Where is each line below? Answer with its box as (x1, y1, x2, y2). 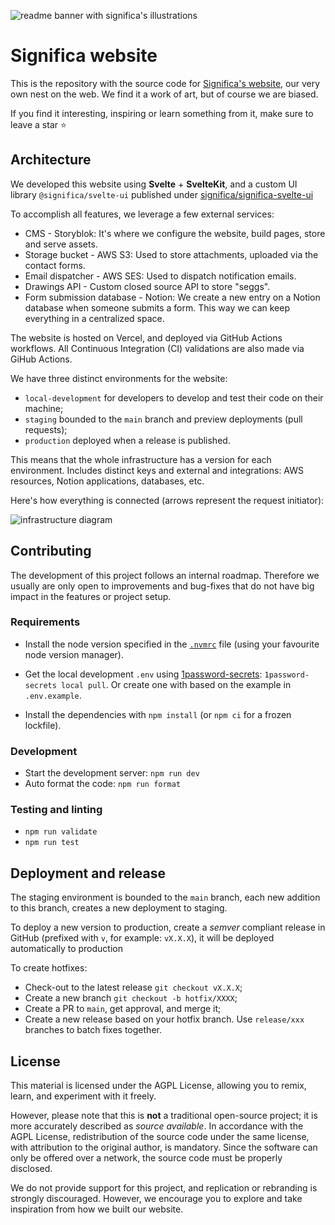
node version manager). (24, 648, 124, 660)
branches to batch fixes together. (24, 1024, 162, 1036)
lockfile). (24, 719, 62, 731)
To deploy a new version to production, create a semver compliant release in (10, 921, 326, 934)
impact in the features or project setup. (10, 590, 172, 602)
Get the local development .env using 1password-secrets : (24, 668, 263, 680)
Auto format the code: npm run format (24, 778, 182, 790)
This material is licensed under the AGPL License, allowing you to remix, (10, 1080, 307, 1092)
